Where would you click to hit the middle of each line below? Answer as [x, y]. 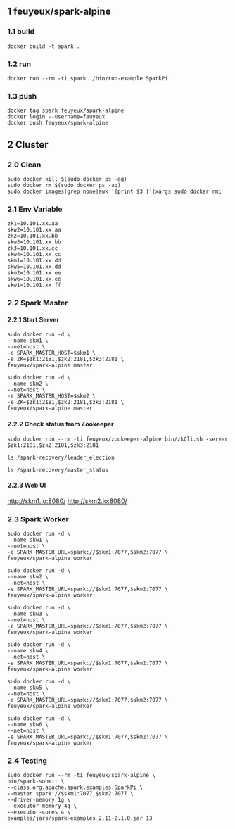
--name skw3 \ [28, 614]
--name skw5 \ [28, 688]
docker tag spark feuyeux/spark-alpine [66, 111]
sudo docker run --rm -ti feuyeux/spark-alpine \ [82, 776]
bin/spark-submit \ [36, 781]
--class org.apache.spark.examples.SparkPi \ [75, 787]
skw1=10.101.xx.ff [34, 285]
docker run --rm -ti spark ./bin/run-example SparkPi [88, 78]
